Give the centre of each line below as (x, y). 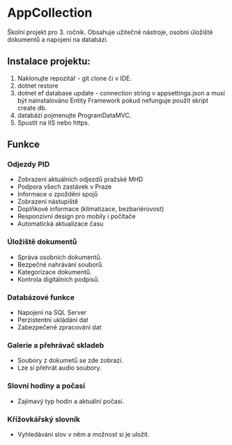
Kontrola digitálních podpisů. (58, 279)
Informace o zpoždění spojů (57, 194)
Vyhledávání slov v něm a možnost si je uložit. (83, 434)
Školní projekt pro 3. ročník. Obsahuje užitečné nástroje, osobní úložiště (110, 32)
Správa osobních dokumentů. (60, 257)
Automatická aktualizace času (60, 224)
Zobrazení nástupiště (48, 202)
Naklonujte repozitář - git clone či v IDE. (75, 78)
